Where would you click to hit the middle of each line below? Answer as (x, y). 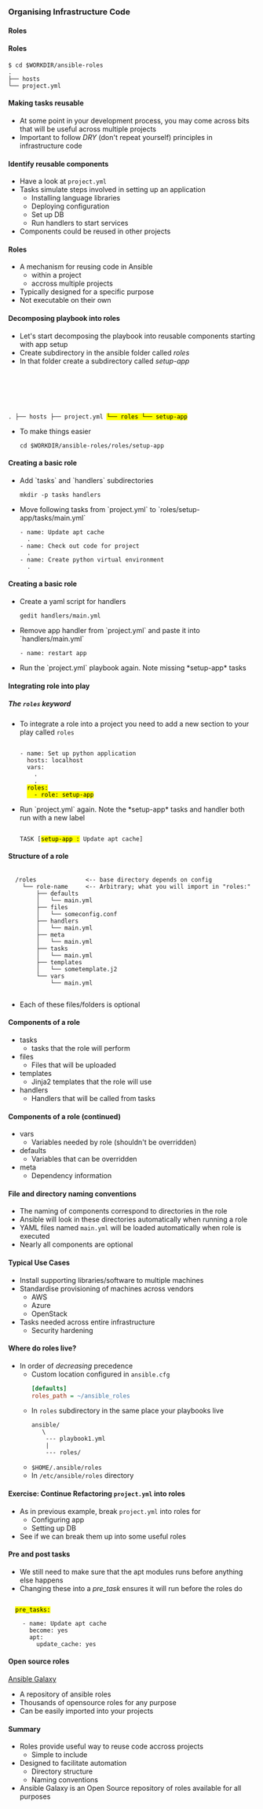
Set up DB (47, 215)
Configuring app (58, 1520)
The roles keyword (40, 704)
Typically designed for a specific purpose (87, 292)
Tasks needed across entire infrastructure (87, 1322)
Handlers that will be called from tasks (93, 1098)
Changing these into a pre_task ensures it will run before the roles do (131, 1588)
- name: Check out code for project (79, 546)
